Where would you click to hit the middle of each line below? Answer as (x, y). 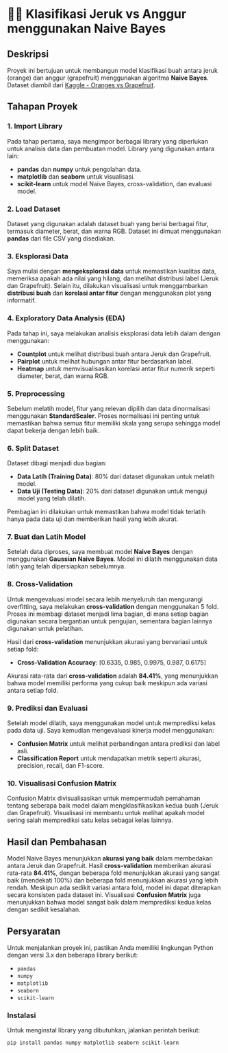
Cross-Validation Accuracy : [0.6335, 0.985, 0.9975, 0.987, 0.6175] (112, 662)
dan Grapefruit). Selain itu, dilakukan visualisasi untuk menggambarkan (107, 286)
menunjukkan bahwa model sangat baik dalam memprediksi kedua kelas (109, 902)
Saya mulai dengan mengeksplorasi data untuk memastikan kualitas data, (112, 271)
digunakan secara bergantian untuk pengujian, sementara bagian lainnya (110, 621)
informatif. (22, 300)
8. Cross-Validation (40, 584)
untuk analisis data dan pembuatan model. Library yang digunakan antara (111, 148)
